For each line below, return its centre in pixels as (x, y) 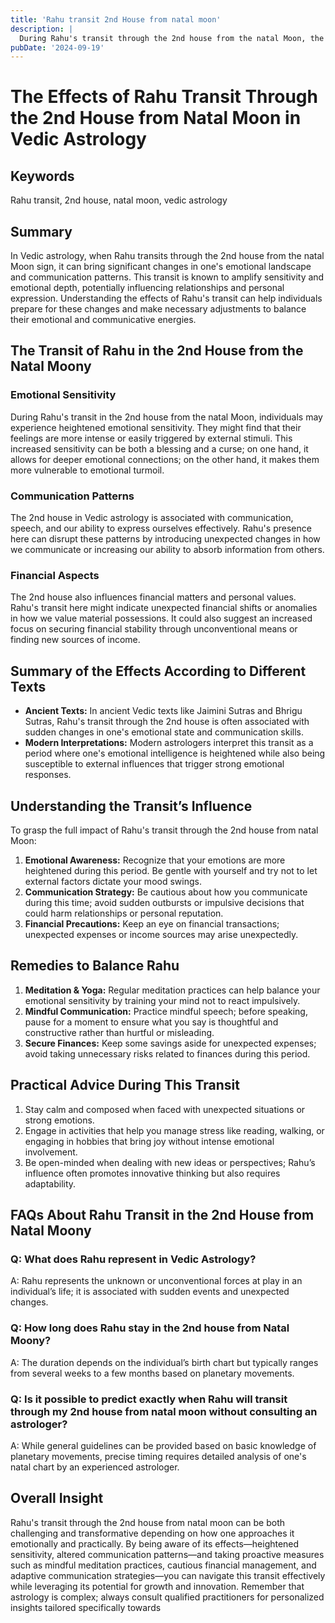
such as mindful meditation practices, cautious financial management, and (163, 1565)
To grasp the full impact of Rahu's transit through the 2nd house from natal (164, 830)
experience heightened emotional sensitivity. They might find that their (156, 427)
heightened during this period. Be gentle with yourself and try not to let (171, 870)
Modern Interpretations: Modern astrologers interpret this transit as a (169, 743)
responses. (48, 775)
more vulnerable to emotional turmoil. (87, 470)
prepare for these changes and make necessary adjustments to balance (158, 309)
